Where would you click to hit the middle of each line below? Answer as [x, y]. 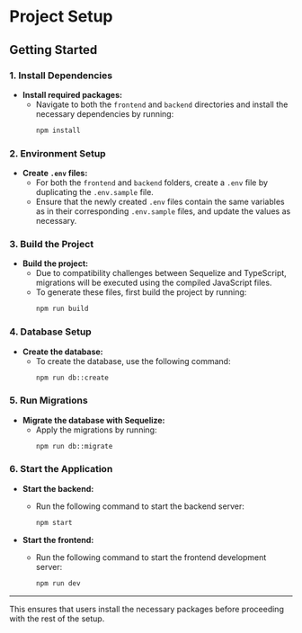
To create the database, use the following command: [133, 361]
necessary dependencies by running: [105, 113]
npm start [54, 522]
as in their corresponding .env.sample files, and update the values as [163, 211]
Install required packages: [72, 94]
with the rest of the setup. [57, 619]
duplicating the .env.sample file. [95, 192]
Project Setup [62, 17]
